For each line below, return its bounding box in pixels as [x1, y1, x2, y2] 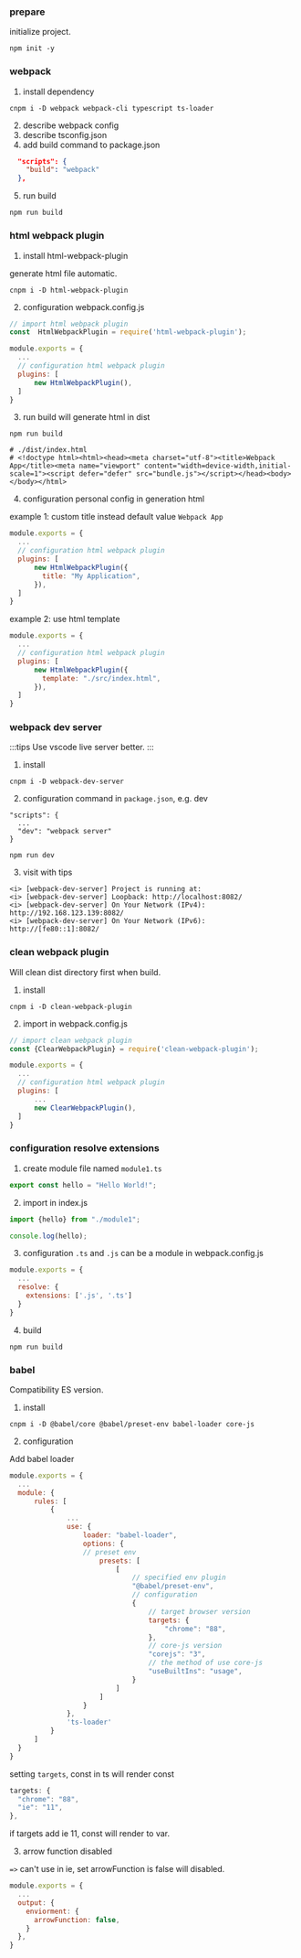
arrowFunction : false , [33, 1915, 120, 1924]
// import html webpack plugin [9, 319, 129, 328]
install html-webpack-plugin [22, 250, 129, 261]
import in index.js [22, 1197, 88, 1208]
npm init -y [9, 44, 55, 53]
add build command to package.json [22, 139, 161, 150]
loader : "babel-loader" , [82, 1531, 178, 1540]
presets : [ [99, 1556, 141, 1565]
